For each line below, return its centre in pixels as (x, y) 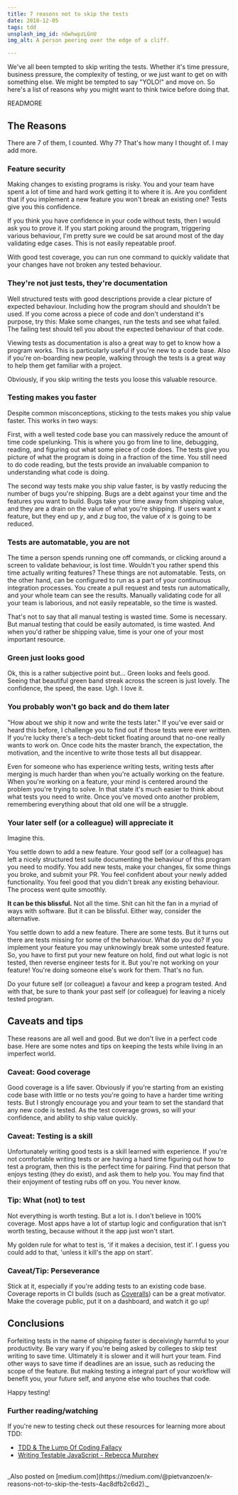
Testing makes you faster (52, 398)
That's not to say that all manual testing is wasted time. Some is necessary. (117, 617)
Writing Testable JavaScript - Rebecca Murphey (88, 1455)
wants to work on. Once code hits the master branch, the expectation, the (115, 745)
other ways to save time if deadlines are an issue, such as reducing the (111, 1363)
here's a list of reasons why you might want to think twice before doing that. (119, 90)
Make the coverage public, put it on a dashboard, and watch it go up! (108, 1302)
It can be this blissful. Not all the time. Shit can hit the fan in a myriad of (113, 903)
